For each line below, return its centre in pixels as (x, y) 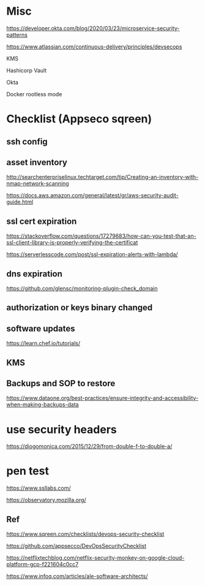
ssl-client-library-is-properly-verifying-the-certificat (72, 243)
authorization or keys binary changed (80, 308)
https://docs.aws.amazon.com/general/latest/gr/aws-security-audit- (92, 196)
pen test (28, 471)
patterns (17, 34)
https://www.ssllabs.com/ (39, 488)
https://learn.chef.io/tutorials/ (43, 343)
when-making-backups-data (43, 405)
